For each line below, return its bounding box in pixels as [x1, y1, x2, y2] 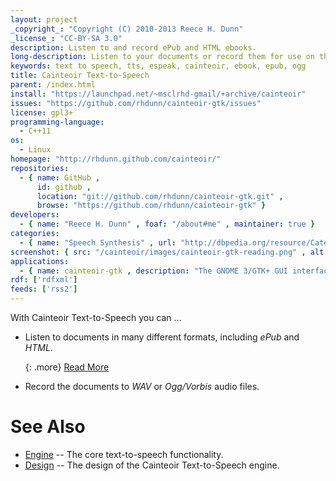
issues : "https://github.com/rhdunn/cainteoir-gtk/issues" [10, 98, 262, 108]
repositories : [10, 163, 70, 173]
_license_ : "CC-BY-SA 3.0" [10, 33, 123, 43]
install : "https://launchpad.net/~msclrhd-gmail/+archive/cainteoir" [10, 89, 307, 99]
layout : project [10, 14, 78, 25]
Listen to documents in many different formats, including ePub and [24, 331, 300, 343]
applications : [10, 256, 70, 266]
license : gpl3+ [10, 107, 74, 118]
